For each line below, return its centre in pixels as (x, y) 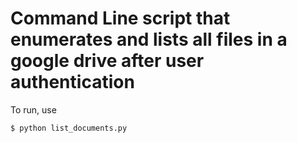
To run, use (33, 109)
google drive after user (107, 61)
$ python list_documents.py (69, 128)
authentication (72, 82)
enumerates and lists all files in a (149, 39)
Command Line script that (120, 18)
